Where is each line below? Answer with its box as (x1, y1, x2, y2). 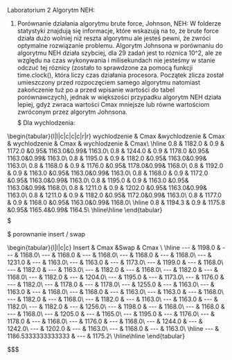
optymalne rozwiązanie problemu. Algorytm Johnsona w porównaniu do (17, 42, 224, 49)
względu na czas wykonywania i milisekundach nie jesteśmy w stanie (17, 56, 216, 65)
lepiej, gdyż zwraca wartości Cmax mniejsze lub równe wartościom (17, 101, 210, 108)
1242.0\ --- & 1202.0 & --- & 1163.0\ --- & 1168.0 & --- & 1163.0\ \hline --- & (7, 325, 220, 332)
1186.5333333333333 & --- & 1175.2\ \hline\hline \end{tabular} (7, 332, 186, 340)
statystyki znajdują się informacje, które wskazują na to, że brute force (17, 27, 220, 35)
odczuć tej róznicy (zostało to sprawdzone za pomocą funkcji (17, 64, 193, 71)
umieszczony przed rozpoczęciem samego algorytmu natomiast (17, 78, 201, 86)
